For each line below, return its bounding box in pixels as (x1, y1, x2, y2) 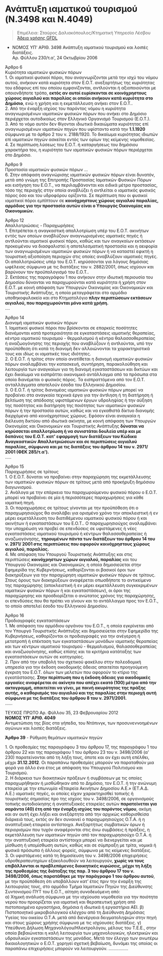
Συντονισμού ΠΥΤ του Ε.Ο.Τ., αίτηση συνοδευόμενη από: (5, 888, 120, 894)
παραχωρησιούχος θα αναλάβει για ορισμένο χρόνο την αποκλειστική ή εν (5, 510, 158, 516)
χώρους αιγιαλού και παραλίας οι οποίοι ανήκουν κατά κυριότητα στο (5, 95, 153, 101)
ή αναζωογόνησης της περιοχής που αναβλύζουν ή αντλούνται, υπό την (5, 340, 153, 346)
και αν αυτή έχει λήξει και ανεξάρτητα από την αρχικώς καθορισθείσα (5, 811, 149, 817)
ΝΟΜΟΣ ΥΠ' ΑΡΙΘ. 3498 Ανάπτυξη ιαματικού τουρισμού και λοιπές (12, 44, 148, 50)
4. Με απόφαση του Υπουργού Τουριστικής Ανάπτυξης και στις (5, 551, 133, 557)
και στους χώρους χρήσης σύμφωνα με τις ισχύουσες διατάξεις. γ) (5, 920, 142, 925)
